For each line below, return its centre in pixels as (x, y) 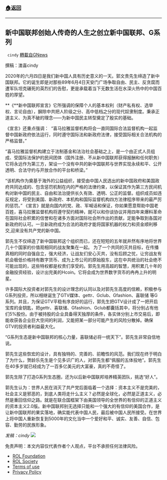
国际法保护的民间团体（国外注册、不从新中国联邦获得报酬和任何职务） (90, 158)
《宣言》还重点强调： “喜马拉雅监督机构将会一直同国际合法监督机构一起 (79, 129)
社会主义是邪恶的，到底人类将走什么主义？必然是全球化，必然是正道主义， (81, 394)
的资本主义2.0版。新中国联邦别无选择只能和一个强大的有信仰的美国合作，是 (83, 406)
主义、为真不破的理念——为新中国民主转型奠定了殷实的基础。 (72, 118)
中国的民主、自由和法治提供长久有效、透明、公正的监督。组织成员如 (88, 193)
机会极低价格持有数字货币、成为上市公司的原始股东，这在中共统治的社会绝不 (83, 260)
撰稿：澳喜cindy (22, 65)
